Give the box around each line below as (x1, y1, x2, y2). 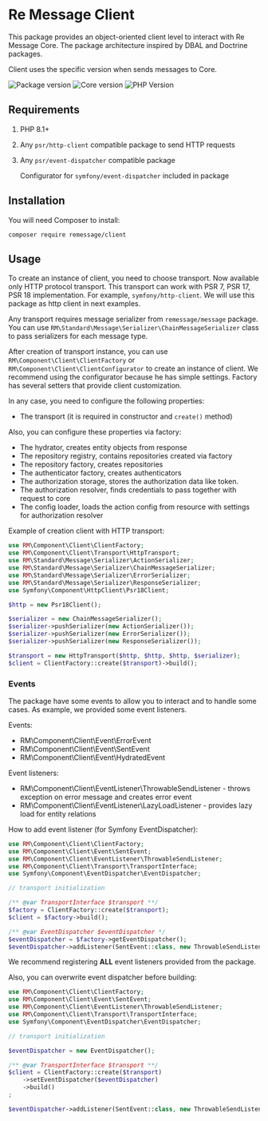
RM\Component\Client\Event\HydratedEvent (19, 753, 166, 762)
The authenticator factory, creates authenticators (19, 468, 182, 478)
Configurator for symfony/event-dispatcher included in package (19, 170, 230, 181)
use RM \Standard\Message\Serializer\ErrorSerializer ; (8, 571, 191, 579)
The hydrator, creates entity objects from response (19, 443, 187, 452)
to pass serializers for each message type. (8, 332, 148, 341)
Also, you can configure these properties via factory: (8, 427, 182, 437)
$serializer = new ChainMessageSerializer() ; (8, 615, 162, 623)
